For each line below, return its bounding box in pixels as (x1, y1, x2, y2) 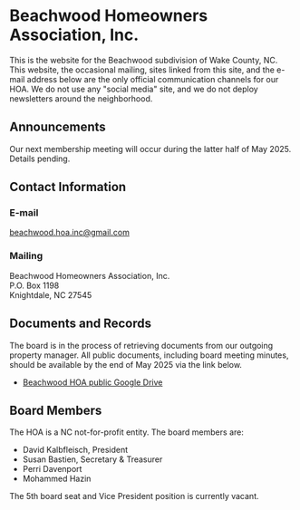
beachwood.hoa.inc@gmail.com (9, 227, 130, 238)
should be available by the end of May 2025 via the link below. (9, 359, 243, 370)
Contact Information (9, 179, 127, 195)
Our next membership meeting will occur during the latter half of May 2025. (9, 143, 292, 154)
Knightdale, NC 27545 (9, 289, 92, 300)
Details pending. (9, 153, 71, 164)
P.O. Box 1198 (9, 280, 60, 291)
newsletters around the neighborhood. (9, 92, 153, 104)
